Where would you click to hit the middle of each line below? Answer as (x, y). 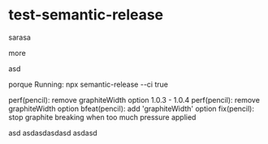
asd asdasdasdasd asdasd (53, 133)
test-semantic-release (86, 15)
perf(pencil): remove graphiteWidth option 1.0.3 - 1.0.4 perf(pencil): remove (134, 100)
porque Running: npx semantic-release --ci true (89, 84)
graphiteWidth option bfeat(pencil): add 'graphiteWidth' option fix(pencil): (131, 108)
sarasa (19, 37)
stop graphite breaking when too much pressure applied (102, 117)
